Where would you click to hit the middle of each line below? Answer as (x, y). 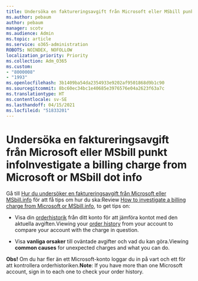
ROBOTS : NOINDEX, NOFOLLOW (39, 50)
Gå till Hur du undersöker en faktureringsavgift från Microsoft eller (86, 194)
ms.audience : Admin (30, 34)
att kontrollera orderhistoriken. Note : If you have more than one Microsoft (94, 266)
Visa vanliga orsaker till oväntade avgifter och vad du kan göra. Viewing (101, 241)
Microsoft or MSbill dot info (74, 177)
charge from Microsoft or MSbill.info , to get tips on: (68, 206)
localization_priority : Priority (47, 55)
